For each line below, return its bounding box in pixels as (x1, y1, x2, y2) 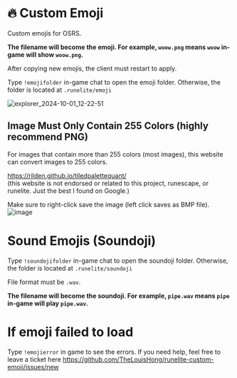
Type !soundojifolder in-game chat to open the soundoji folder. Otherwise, (7, 256, 228, 265)
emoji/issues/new (7, 362, 59, 371)
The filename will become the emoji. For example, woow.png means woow (7, 43, 221, 51)
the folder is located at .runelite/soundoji (7, 263, 133, 272)
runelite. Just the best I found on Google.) (7, 187, 130, 195)
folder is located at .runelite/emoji (7, 85, 112, 94)
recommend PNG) (7, 131, 89, 143)
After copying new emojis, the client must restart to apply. (7, 64, 177, 73)
